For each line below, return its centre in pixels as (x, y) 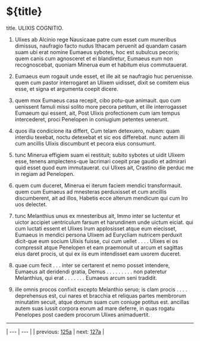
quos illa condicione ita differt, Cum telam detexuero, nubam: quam (97, 131)
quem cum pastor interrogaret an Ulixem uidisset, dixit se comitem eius (102, 83)
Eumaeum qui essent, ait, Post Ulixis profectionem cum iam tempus (97, 113)
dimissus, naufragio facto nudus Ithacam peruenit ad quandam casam (101, 46)
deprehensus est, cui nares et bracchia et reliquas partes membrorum (100, 295)
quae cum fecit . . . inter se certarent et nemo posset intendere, (92, 265)
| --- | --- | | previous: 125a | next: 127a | (55, 331)
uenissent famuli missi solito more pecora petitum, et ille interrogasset (101, 106)
